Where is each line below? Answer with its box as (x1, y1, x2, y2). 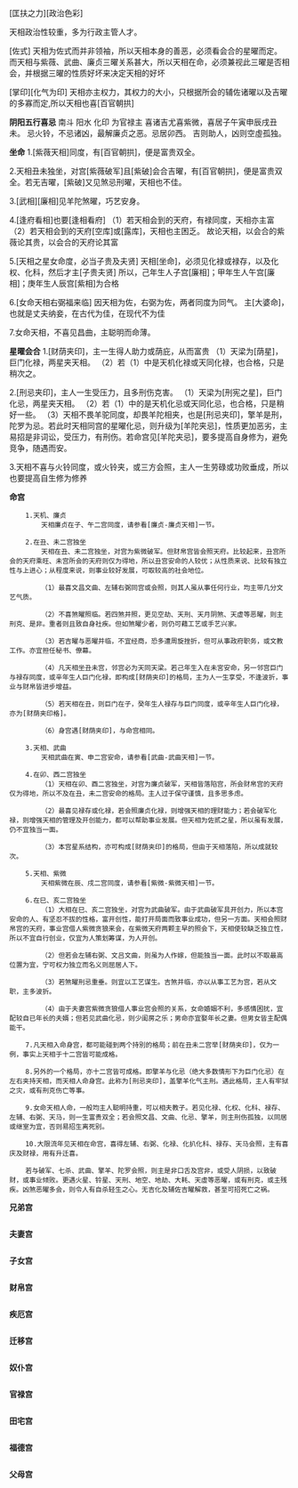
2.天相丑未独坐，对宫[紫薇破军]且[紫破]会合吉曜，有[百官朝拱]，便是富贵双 (9, 166, 283, 176)
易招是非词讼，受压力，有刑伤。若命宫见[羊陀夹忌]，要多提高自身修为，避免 (9, 432, 288, 442)
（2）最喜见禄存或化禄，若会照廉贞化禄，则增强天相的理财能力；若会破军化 (41, 806, 278, 815)
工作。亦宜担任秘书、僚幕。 (9, 646, 96, 655)
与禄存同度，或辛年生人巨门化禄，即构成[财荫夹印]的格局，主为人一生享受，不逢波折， (9, 673, 282, 682)
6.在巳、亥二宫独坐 (25, 896, 87, 905)
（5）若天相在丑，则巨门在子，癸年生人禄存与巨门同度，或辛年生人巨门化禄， (41, 700, 284, 708)
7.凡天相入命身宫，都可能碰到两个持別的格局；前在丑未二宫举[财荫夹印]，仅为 (25, 1040, 273, 1049)
